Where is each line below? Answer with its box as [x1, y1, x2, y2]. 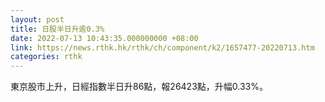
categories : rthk [10, 52, 83, 62]
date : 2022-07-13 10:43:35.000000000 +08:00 [10, 33, 199, 43]
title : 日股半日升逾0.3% [10, 24, 105, 34]
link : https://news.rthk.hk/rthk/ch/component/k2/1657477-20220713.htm [10, 42, 315, 53]
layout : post [10, 14, 65, 25]
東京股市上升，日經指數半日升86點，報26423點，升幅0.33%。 [10, 81, 268, 93]
